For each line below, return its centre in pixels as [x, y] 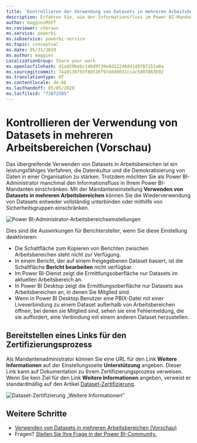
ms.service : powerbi [31, 34]
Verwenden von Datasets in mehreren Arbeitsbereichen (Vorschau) [96, 428]
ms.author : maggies [30, 55]
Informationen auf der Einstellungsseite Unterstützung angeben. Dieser [94, 365]
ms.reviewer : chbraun [33, 28]
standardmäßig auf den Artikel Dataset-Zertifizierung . [71, 384]
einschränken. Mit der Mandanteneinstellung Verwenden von [109, 189]
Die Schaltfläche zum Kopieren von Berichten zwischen [81, 248]
